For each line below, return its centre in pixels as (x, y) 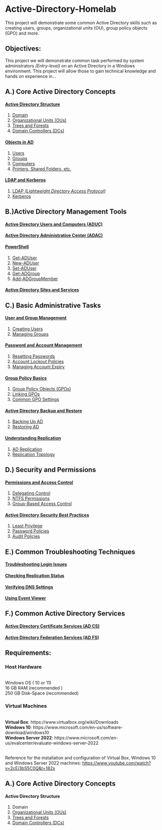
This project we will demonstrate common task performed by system (75, 61)
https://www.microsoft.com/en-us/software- (78, 727)
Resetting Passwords (33, 356)
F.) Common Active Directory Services (65, 614)
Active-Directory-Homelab (61, 9)
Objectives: (23, 48)
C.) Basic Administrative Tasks (53, 305)
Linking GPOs (26, 394)
